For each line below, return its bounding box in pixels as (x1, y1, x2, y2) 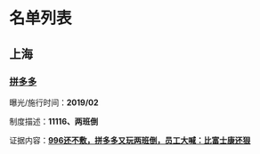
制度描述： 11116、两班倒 (9, 116, 99, 126)
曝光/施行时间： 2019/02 (9, 97, 100, 108)
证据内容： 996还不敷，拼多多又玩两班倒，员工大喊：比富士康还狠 (9, 134, 251, 145)
